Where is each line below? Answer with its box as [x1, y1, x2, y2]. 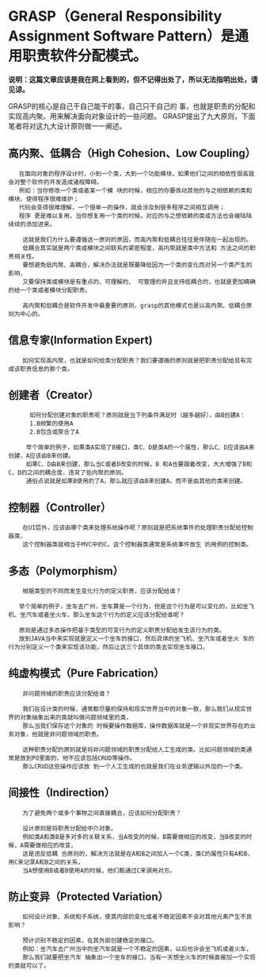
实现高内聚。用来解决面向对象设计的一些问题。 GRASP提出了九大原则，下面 [8, 111, 256, 121]
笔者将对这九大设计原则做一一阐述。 [8, 121, 127, 131]
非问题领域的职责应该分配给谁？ [22, 689, 112, 698]
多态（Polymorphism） [8, 564, 124, 577]
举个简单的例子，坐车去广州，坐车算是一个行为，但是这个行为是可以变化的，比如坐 [18, 603, 249, 611]
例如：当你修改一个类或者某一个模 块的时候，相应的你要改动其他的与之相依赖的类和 [18, 186, 253, 194]
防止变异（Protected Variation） [8, 890, 169, 904]
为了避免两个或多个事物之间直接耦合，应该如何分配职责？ [22, 809, 182, 817]
